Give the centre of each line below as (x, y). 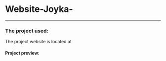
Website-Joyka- (39, 9)
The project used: (27, 31)
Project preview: (22, 53)
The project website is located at (38, 42)
